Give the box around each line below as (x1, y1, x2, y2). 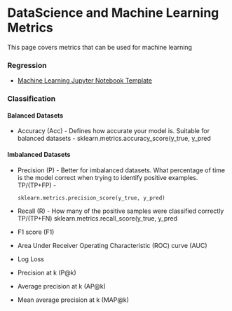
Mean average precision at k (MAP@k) (17, 296, 130, 304)
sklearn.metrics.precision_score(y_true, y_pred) (17, 194, 166, 201)
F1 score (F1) (17, 228, 55, 236)
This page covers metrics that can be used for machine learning (7, 43, 193, 51)
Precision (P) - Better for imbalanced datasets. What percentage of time (17, 166, 226, 174)
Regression (7, 60, 47, 70)
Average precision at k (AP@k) (17, 282, 107, 290)
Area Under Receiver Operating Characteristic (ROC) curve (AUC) (17, 241, 208, 249)
